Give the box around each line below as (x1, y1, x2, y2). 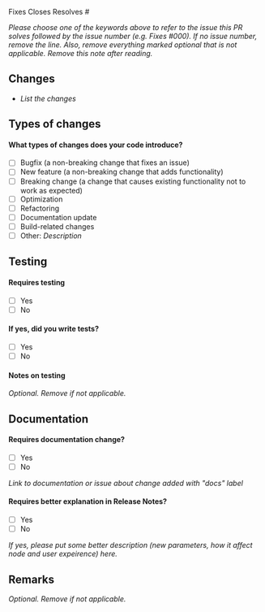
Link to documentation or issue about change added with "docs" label (8, 478, 243, 488)
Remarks (8, 572, 55, 586)
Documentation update (19, 212, 97, 222)
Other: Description (19, 231, 83, 241)
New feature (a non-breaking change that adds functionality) (19, 167, 224, 177)
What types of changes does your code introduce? (8, 140, 183, 150)
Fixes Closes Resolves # (8, 7, 90, 16)
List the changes (19, 93, 77, 103)
